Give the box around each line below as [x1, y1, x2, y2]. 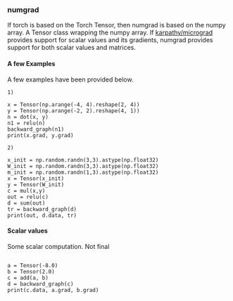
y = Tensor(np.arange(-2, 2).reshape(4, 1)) [7, 107, 140, 114]
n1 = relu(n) [7, 120, 46, 127]
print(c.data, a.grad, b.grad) [7, 286, 99, 293]
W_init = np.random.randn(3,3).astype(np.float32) [7, 162, 159, 169]
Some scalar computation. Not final [7, 242, 110, 250]
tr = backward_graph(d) [7, 205, 77, 212]
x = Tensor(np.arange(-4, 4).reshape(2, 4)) [7, 101, 140, 108]
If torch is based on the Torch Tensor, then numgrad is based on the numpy [7, 21, 227, 30]
